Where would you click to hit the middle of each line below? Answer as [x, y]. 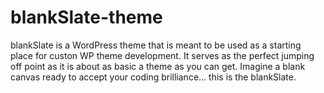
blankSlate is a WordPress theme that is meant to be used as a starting [156, 45]
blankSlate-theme [86, 17]
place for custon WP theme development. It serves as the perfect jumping [162, 55]
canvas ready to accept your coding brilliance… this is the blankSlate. [153, 77]
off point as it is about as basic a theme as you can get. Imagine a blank [158, 66]
